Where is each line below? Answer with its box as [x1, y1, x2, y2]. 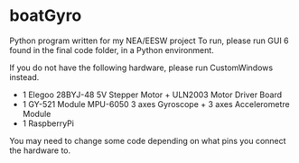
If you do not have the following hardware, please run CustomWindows [9, 62, 274, 73]
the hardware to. [9, 145, 71, 156]
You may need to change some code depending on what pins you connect [9, 135, 286, 146]
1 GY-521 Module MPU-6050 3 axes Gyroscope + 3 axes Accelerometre [22, 98, 291, 109]
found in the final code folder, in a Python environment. [9, 44, 214, 55]
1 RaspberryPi [22, 118, 75, 129]
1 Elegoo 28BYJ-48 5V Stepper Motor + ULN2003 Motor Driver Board [22, 89, 283, 100]
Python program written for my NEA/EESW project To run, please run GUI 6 [9, 35, 289, 46]
